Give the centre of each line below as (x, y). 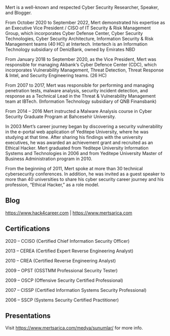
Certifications (28, 229)
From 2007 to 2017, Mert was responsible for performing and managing (80, 85)
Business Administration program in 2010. (49, 159)
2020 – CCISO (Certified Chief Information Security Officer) (67, 241)
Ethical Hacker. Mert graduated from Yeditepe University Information (77, 148)
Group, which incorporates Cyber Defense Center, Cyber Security (74, 33)
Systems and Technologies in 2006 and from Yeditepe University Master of (84, 153)
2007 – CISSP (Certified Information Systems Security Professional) (76, 290)
